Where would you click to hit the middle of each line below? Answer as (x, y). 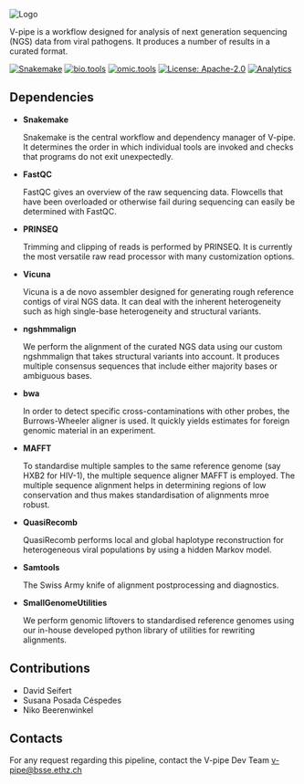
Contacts (37, 739)
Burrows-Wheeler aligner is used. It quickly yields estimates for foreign (156, 421)
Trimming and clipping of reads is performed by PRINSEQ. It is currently (157, 246)
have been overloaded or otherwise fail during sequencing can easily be (158, 202)
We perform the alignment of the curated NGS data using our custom (152, 346)
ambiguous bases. (58, 375)
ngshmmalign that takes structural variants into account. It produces (151, 356)
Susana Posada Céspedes (72, 700)
